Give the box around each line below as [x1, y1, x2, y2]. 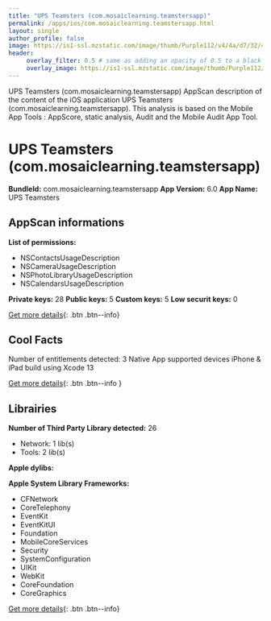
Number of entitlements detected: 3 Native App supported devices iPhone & [8, 354, 261, 364]
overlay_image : [26, 64, 78, 72]
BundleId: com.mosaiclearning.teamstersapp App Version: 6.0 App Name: [8, 184, 258, 193]
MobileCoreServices [19, 537, 89, 547]
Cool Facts [8, 333, 63, 346]
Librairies [8, 402, 57, 416]
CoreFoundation [19, 580, 74, 590]
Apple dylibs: [8, 463, 54, 473]
